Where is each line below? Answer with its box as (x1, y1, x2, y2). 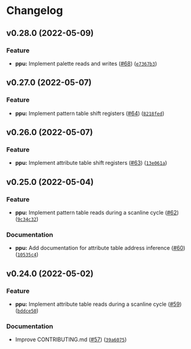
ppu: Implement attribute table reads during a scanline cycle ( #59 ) (15, 300, 182, 308)
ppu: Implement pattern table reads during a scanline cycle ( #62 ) (15, 209, 179, 216)
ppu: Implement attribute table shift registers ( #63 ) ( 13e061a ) (15, 159, 167, 167)
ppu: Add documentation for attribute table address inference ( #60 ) (15, 244, 186, 252)
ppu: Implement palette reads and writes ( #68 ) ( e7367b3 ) (15, 60, 158, 67)
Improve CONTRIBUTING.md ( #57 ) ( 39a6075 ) (15, 336, 127, 344)
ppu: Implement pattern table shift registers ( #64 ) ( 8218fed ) (15, 109, 165, 117)
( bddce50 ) (15, 306, 39, 314)
